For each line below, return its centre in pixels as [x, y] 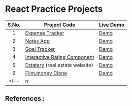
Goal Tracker [40, 49]
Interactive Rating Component [60, 57]
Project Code [60, 25]
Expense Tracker [45, 33]
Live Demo [112, 25]
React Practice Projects [54, 9]
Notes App [38, 41]
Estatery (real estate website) [59, 65]
